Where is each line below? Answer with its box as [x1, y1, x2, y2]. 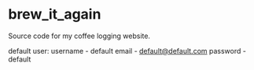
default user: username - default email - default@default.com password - [8, 46, 246, 55]
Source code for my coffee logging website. [8, 31, 151, 40]
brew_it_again [8, 5, 101, 23]
